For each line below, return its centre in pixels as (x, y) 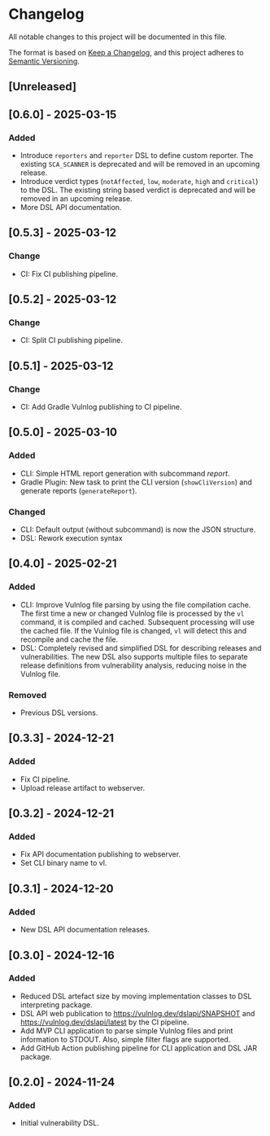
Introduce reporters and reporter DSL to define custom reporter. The (137, 156)
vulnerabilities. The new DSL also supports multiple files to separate (134, 656)
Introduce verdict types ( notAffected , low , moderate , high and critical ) (139, 182)
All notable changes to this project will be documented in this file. (118, 37)
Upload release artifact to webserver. (82, 787)
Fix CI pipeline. (45, 779)
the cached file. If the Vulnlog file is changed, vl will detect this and (133, 630)
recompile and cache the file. (69, 639)
